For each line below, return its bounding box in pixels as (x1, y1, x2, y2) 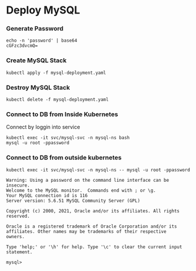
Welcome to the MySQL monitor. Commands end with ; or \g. (6, 187, 157, 194)
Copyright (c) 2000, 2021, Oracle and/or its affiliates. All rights (6, 208, 180, 214)
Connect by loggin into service (6, 124, 80, 131)
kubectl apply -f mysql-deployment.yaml (6, 70, 107, 76)
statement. (6, 249, 33, 255)
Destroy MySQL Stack (6, 83, 70, 92)
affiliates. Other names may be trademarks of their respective (6, 228, 167, 235)
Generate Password (6, 25, 63, 33)
